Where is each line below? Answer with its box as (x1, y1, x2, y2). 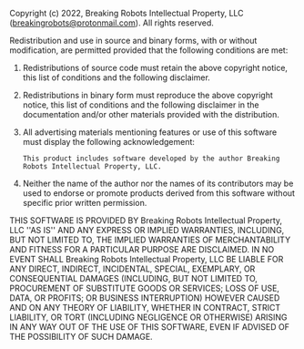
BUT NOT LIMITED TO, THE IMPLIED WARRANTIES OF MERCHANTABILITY (9, 234, 291, 245)
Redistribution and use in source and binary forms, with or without (9, 36, 258, 46)
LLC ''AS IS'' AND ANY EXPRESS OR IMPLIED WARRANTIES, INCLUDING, (9, 225, 285, 235)
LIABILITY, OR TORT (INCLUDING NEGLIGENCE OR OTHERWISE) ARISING (9, 312, 289, 323)
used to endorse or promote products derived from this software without (22, 188, 296, 199)
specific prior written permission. (22, 198, 147, 208)
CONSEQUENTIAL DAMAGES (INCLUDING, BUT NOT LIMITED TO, (9, 273, 258, 283)
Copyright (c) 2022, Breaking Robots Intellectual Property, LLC (9, 8, 244, 18)
